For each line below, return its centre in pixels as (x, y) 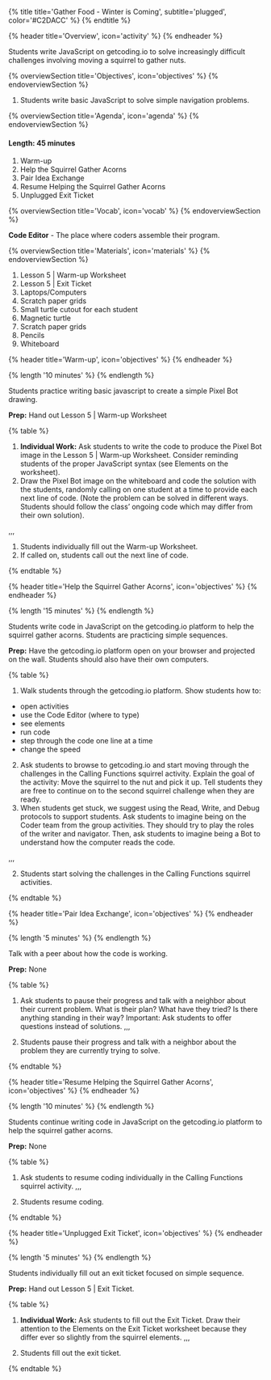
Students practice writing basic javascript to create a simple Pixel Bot (123, 391)
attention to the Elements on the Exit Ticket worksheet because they (133, 1329)
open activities (44, 706)
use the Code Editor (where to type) (79, 715)
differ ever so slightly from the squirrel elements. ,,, (105, 1337)
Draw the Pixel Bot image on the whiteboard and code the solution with (138, 481)
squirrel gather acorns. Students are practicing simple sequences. (118, 635)
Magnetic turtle (45, 318)
